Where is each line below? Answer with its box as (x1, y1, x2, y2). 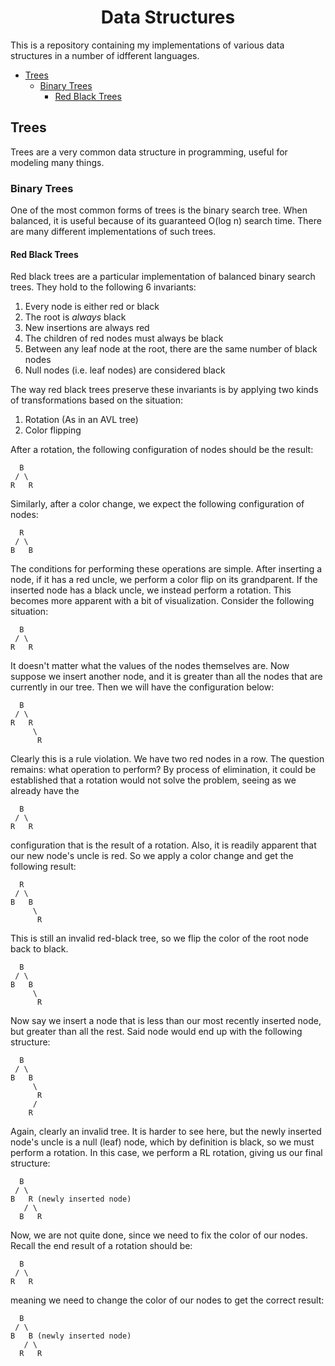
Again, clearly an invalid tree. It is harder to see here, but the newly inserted (10, 1126, 322, 1138)
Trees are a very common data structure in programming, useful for (10, 146, 288, 158)
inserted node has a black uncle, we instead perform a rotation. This (10, 584, 292, 596)
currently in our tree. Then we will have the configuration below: (10, 681, 275, 693)
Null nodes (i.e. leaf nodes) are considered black (24, 364, 226, 376)
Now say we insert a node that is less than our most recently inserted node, (10, 1015, 322, 1027)
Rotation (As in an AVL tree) (24, 414, 139, 426)
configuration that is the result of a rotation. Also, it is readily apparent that (10, 839, 317, 851)
